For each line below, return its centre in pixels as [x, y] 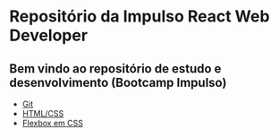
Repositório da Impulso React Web [139, 17]
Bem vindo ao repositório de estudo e [115, 68]
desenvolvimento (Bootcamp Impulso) [118, 82]
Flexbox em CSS [52, 123]
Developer [48, 35]
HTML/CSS [43, 113]
